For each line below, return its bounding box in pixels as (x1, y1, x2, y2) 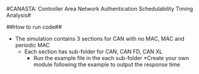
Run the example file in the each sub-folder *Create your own (33, 55, 189, 61)
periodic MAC (15, 42, 50, 49)
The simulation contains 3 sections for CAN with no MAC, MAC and (15, 35, 185, 42)
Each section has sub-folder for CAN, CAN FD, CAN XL (24, 48, 163, 55)
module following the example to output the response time (33, 61, 180, 68)
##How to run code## (6, 24, 62, 30)
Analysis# (6, 12, 32, 19)
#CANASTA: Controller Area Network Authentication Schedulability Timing (6, 5, 194, 12)
